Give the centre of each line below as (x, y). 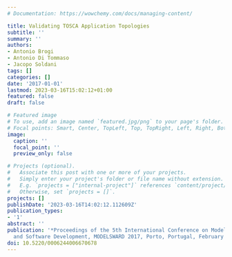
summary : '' (24, 39)
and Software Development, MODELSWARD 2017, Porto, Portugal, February (119, 236)
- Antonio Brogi (30, 52)
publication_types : (35, 211)
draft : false (26, 103)
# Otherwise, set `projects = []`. (61, 192)
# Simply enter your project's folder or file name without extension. (116, 179)
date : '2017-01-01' (35, 83)
